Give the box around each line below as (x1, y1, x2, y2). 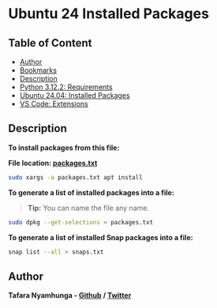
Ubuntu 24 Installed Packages (8, 5, 209, 23)
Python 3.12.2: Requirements (19, 82, 113, 92)
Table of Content (8, 36, 92, 50)
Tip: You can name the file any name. (27, 203, 150, 212)
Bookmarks (19, 66, 58, 75)
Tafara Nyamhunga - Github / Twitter (8, 291, 132, 300)
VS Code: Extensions (19, 100, 88, 108)
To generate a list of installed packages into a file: (8, 187, 175, 197)
